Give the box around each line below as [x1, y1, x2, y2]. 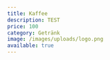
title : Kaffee [7, 10, 48, 17]
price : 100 [7, 23, 39, 30]
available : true [7, 42, 54, 49]
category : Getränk [7, 29, 60, 37]
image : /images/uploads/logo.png [7, 36, 104, 43]
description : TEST [7, 17, 60, 23]
